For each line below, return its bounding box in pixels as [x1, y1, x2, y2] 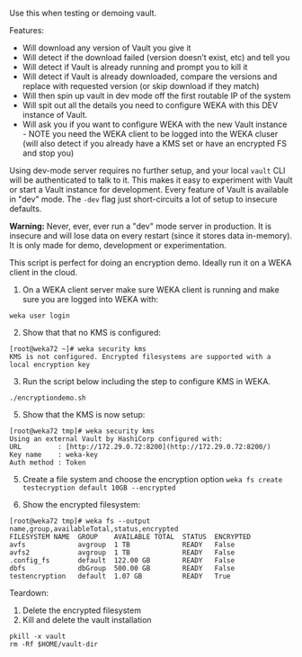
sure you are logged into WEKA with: [22, 294, 159, 304]
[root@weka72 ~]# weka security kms [9, 345, 147, 354]
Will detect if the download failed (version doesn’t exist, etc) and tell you [22, 52, 290, 62]
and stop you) [22, 148, 75, 158]
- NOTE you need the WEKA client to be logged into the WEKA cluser [22, 129, 279, 139]
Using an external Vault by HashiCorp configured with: [9, 435, 223, 444]
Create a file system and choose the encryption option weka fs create [22, 474, 283, 484]
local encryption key [9, 360, 91, 369]
